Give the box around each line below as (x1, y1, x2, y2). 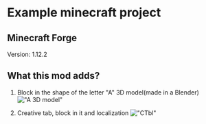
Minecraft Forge (7, 32, 78, 44)
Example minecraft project (7, 5, 161, 21)
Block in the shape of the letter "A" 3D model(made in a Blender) (16, 88, 199, 97)
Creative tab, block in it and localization (16, 108, 129, 117)
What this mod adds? (7, 70, 100, 82)
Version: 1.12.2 (7, 50, 48, 58)
